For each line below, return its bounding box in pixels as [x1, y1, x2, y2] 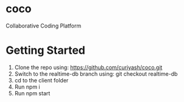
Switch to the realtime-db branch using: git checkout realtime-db [14, 70, 178, 78]
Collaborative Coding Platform [5, 22, 82, 29]
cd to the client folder [14, 76, 69, 84]
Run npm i [14, 83, 40, 90]
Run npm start [14, 89, 51, 97]
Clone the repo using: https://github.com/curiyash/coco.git [14, 64, 163, 71]
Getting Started [5, 43, 86, 57]
